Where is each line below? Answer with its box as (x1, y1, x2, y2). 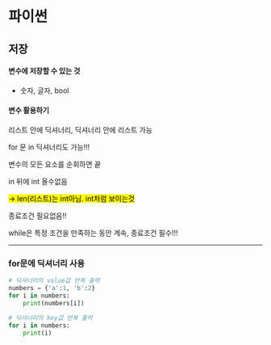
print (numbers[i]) (23, 299, 85, 307)
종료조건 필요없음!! (8, 211, 67, 221)
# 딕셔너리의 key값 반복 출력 (8, 313, 93, 322)
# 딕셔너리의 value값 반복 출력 (8, 276, 100, 285)
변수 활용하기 (8, 106, 50, 116)
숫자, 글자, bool (19, 86, 70, 95)
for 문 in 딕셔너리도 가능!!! (8, 142, 90, 152)
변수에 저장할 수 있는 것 (8, 66, 81, 76)
